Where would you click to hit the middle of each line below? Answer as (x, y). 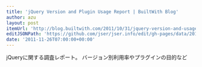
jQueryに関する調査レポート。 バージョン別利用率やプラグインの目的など (97, 57)
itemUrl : (17, 28)
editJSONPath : (24, 34)
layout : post (23, 23)
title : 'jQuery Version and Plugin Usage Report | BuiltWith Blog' (93, 12)
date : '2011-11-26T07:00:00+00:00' (51, 39)
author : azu (21, 17)
